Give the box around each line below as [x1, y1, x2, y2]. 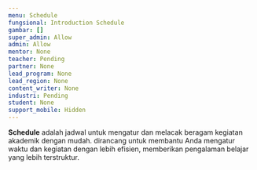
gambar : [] [8, 26, 44, 34]
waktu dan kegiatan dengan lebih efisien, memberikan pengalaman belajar [8, 144, 249, 154]
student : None [8, 99, 55, 107]
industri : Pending [8, 92, 68, 99]
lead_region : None [8, 77, 68, 85]
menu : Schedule [8, 11, 58, 20]
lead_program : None [8, 70, 72, 78]
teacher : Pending [8, 56, 65, 63]
